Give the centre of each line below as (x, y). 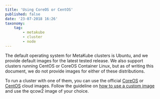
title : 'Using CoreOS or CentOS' (39, 10)
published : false (23, 14)
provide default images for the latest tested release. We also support (74, 61)
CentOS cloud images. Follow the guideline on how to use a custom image (80, 86)
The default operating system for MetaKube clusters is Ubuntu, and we (77, 55)
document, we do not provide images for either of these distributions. (75, 71)
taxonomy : (15, 23)
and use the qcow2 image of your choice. (47, 91)
